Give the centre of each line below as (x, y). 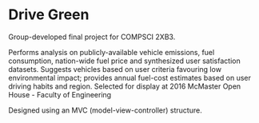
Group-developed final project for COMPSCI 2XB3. (92, 37)
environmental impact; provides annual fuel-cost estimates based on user (130, 77)
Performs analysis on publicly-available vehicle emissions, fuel (112, 52)
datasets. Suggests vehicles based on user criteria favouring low (115, 69)
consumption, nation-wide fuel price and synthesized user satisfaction (125, 61)
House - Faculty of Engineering (60, 94)
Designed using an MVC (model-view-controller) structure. (105, 110)
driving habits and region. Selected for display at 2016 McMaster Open (125, 86)
